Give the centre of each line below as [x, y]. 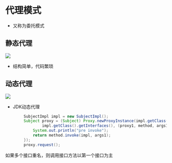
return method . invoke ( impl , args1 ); [72, 135]
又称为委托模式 [28, 26]
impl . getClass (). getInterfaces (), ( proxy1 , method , [98, 126]
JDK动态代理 [26, 107]
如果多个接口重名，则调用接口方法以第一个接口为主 [59, 155]
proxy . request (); [42, 145]
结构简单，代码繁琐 [33, 66]
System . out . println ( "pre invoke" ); [71, 131]
